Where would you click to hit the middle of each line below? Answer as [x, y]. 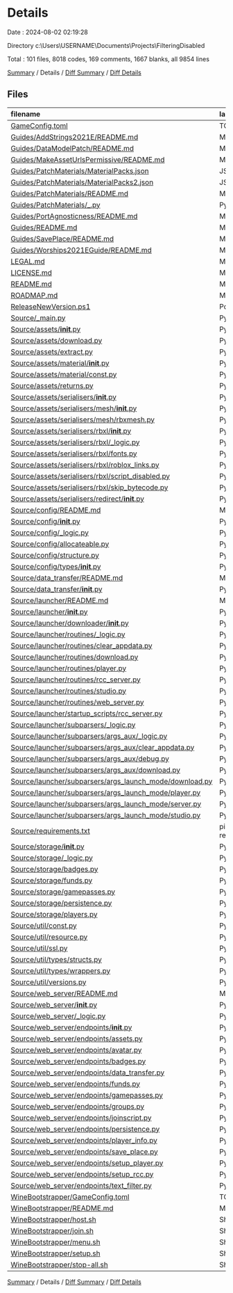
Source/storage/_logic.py [52, 858]
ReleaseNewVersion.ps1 [51, 306]
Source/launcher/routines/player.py [69, 668]
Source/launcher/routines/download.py [75, 657]
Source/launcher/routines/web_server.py [77, 702]
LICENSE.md [31, 273]
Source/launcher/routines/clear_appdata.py [81, 645]
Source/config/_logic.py [50, 532]
